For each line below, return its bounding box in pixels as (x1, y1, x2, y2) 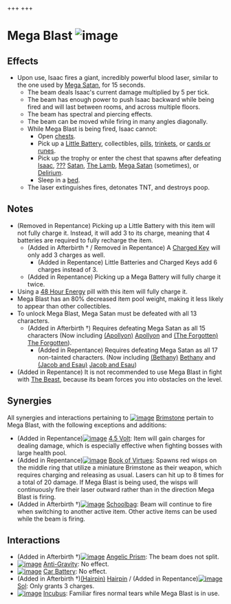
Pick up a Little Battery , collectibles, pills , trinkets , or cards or (37, 139, 211, 147)
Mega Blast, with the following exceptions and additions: (7, 421, 167, 429)
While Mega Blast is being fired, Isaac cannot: (27, 125, 157, 133)
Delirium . (37, 169, 63, 176)
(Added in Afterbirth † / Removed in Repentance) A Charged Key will (27, 243, 221, 251)
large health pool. (16, 448, 67, 457)
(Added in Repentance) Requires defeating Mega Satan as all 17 (37, 346, 218, 354)
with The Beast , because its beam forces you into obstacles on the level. (16, 375, 223, 383)
